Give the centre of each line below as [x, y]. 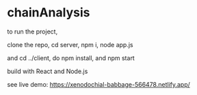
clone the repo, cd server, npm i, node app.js [70, 44]
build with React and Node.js [48, 71]
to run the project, [32, 31]
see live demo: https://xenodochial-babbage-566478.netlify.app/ [98, 84]
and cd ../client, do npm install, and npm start [71, 58]
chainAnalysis [49, 13]
